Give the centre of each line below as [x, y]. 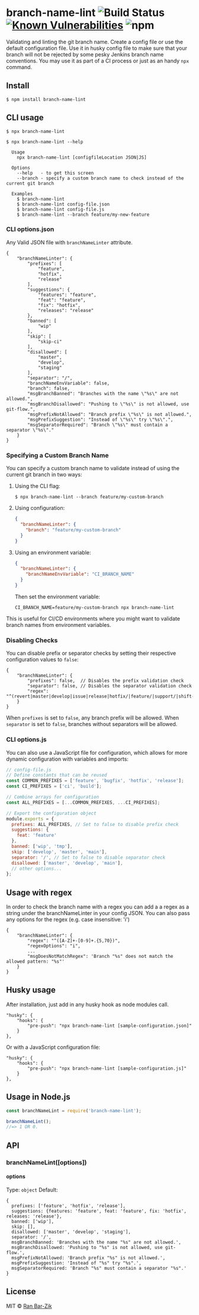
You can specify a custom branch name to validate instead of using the [93, 468]
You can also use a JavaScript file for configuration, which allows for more [97, 752]
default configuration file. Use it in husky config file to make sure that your [97, 48]
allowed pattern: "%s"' [36, 962]
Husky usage [31, 990]
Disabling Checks [32, 640]
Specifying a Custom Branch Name [57, 455]
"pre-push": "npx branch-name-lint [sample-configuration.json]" [110, 1026]
